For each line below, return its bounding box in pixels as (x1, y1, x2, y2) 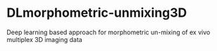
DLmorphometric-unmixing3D (6, 5, 187, 21)
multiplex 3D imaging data (6, 35, 82, 43)
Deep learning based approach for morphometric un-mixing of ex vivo (6, 28, 211, 36)
